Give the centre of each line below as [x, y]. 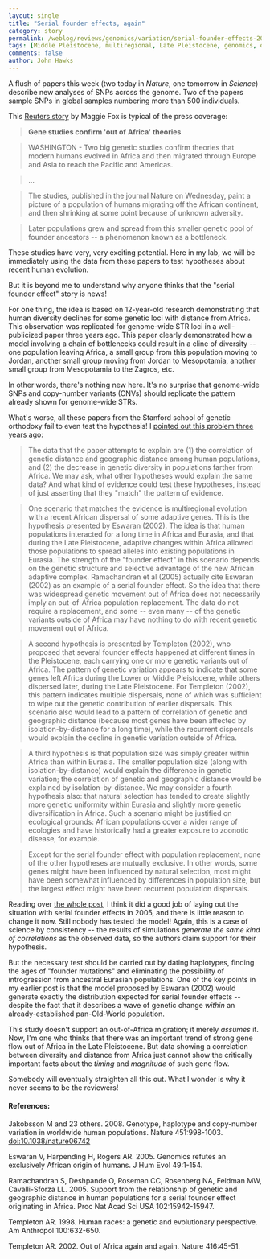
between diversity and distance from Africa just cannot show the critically [131, 1055]
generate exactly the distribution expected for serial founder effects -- [125, 996]
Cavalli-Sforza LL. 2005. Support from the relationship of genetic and [123, 1189]
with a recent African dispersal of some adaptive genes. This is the [139, 516]
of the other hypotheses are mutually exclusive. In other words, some [143, 862]
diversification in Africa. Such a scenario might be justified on [130, 813]
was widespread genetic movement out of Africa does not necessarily [144, 594]
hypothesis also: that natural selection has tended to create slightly [139, 796]
